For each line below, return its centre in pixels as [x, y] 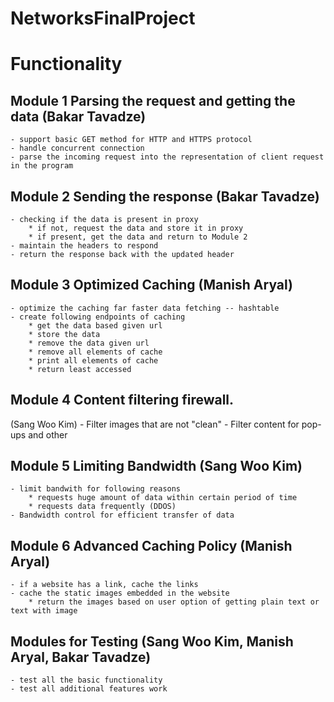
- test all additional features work [89, 689]
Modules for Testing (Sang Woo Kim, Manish [152, 641]
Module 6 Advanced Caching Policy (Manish [151, 545]
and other [48, 434]
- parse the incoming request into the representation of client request [167, 157]
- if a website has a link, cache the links [104, 585]
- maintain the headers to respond [84, 246]
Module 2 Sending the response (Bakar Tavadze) [165, 196]
